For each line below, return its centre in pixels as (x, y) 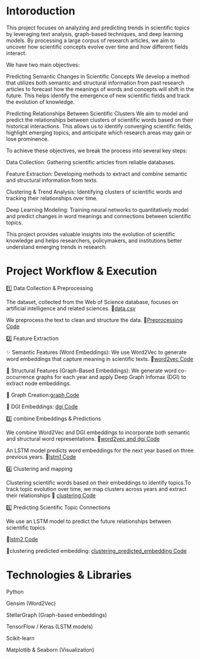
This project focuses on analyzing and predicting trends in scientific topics (98, 28)
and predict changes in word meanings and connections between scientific (99, 216)
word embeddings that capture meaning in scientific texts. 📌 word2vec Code (100, 359)
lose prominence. (27, 139)
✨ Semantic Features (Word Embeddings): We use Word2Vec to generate (96, 352)
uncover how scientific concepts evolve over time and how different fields (97, 47)
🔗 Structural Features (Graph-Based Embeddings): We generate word (92, 371)
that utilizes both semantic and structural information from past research (95, 83)
